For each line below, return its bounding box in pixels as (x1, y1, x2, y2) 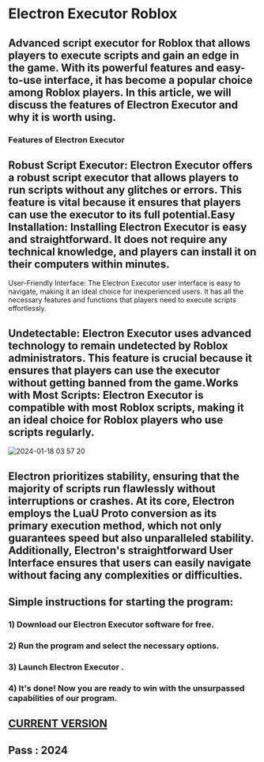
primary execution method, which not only (8, 519, 222, 533)
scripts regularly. (8, 425, 95, 439)
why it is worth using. (8, 110, 117, 123)
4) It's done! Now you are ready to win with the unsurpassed (8, 682, 245, 693)
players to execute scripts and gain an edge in (8, 48, 239, 62)
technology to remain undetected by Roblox (8, 339, 228, 352)
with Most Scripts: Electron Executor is (8, 389, 204, 402)
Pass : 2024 (8, 744, 69, 757)
